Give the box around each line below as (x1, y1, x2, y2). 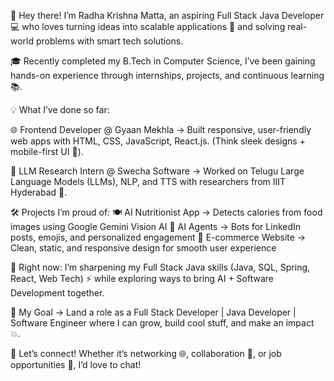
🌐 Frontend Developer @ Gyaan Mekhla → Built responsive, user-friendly (10, 124, 312, 135)
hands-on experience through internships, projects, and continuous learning (10, 70, 325, 81)
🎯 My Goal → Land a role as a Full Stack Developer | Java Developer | (10, 306, 297, 318)
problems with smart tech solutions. (35, 35, 184, 47)
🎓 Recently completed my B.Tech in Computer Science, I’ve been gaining (10, 55, 316, 67)
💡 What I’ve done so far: (10, 104, 110, 115)
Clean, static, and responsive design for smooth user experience (10, 242, 277, 254)
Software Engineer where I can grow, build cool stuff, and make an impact (10, 317, 315, 329)
